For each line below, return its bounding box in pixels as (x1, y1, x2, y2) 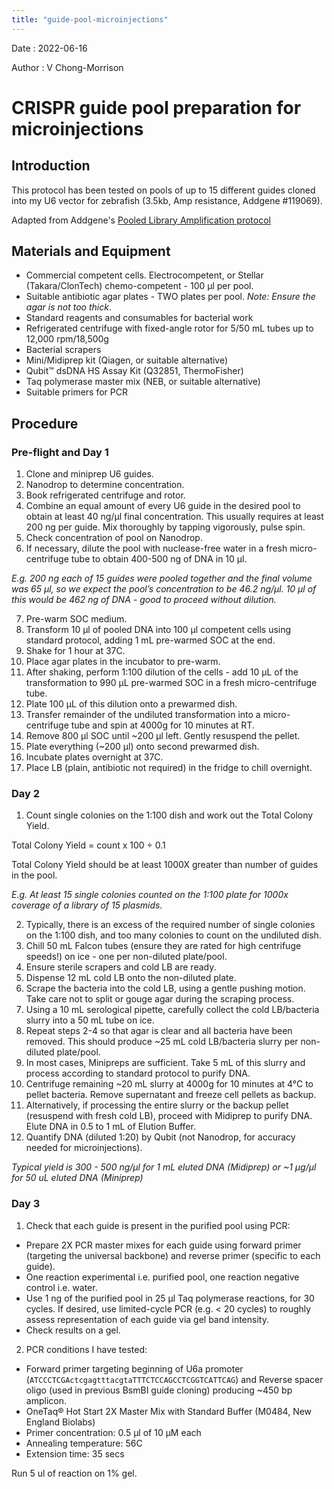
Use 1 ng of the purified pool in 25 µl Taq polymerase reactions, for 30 (25, 1292, 315, 1304)
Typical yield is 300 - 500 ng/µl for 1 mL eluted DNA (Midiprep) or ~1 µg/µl (11, 1161, 317, 1173)
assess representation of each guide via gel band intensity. (25, 1313, 269, 1325)
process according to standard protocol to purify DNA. (25, 1067, 251, 1080)
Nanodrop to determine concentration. (25, 479, 185, 491)
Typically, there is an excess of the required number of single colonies (25, 919, 316, 931)
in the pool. (11, 869, 58, 881)
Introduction (11, 157, 91, 175)
